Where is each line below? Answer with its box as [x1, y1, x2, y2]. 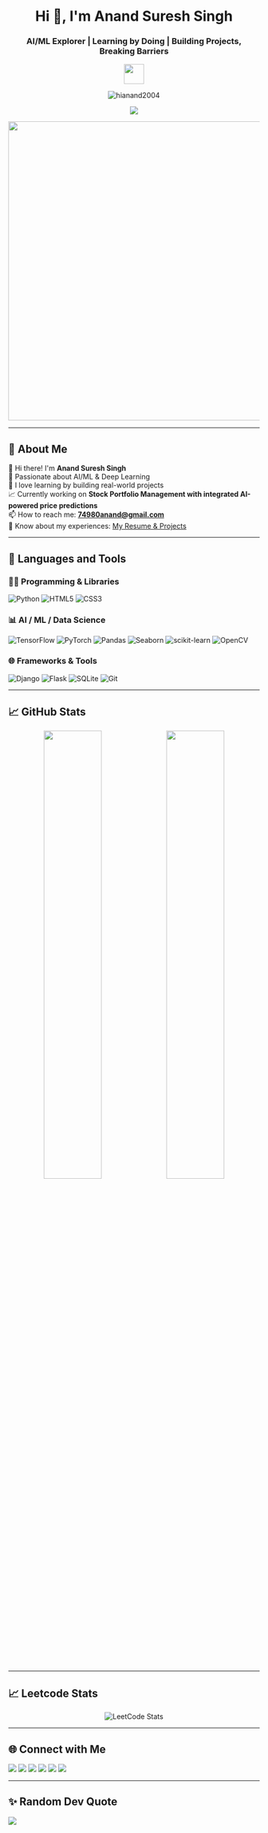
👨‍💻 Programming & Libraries [8, 576, 120, 587]
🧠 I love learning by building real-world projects [8, 480, 164, 490]
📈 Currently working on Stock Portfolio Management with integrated [8, 490, 239, 499]
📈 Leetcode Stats [8, 1686, 98, 1700]
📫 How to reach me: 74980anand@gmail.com [8, 510, 165, 519]
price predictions [39, 501, 98, 510]
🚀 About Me [8, 442, 68, 455]
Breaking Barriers [99, 45, 169, 57]
